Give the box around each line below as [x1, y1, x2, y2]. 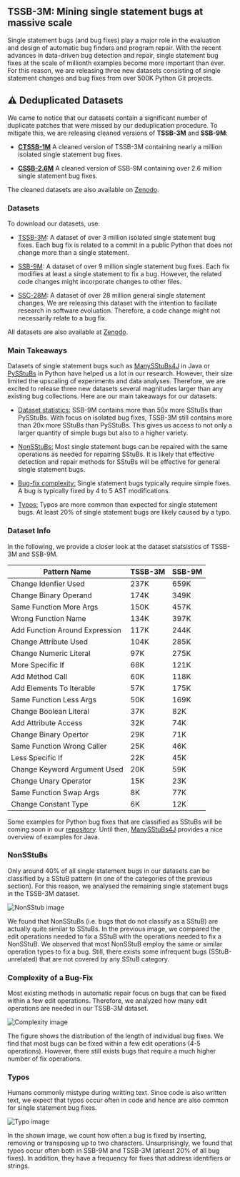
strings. [7, 1161, 30, 1170]
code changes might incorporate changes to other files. [17, 277, 182, 286]
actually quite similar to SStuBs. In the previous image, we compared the [7, 924, 221, 933]
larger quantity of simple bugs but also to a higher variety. [17, 428, 189, 438]
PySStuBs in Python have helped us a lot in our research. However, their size [7, 369, 233, 378]
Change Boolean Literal [11, 706, 89, 716]
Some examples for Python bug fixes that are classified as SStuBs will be [7, 817, 223, 826]
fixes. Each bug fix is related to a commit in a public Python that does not [17, 241, 233, 249]
